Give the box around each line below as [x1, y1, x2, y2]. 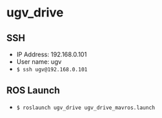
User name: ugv [16, 58, 62, 66]
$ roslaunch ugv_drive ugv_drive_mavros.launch [16, 104, 155, 111]
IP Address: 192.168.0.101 [16, 50, 87, 58]
